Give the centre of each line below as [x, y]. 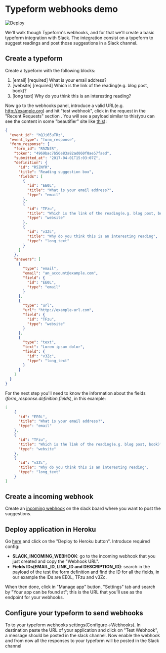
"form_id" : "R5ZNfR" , [36, 149]
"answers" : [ [27, 259]
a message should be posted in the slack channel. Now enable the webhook [83, 636]
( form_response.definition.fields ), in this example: [56, 398]
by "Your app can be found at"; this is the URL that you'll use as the [74, 592]
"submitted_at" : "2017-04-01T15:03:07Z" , [57, 158]
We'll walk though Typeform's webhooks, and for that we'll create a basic [80, 32]
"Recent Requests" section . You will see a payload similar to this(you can [80, 116]
